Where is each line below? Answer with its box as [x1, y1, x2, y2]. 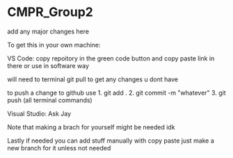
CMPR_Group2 [7, 4, 94, 20]
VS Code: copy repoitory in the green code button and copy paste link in [7, 54, 215, 63]
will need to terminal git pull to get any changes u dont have [7, 74, 179, 84]
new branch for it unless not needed [7, 143, 111, 152]
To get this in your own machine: [7, 40, 101, 49]
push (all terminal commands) [7, 95, 93, 104]
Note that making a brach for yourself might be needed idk [7, 123, 175, 131]
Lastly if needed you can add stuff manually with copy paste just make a [7, 136, 214, 145]
